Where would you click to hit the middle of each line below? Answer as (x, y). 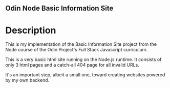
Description (31, 30)
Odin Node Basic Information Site (59, 8)
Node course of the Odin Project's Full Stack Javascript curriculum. (76, 50)
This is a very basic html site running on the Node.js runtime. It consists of (83, 60)
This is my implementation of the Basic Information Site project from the (81, 44)
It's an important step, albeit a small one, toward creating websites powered (85, 75)
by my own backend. (27, 80)
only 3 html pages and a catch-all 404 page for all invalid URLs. (72, 65)
